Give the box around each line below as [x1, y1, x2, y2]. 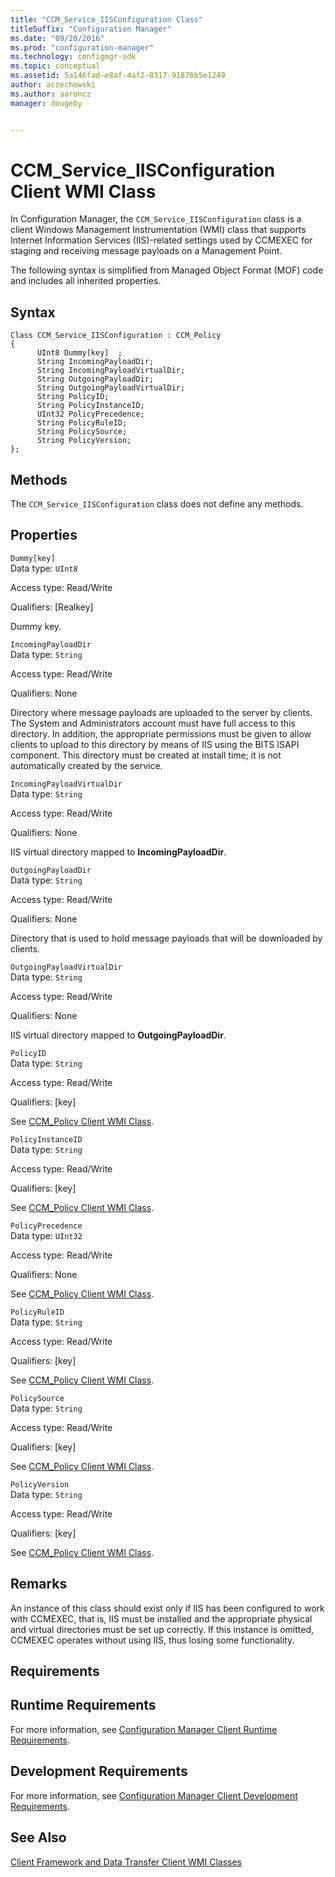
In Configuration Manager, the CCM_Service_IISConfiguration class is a [10, 213, 302, 225]
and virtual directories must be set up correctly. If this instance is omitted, [10, 1623, 314, 1635]
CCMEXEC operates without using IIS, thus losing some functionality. [10, 1634, 295, 1646]
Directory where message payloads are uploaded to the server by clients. [10, 706, 313, 718]
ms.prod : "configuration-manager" [10, 42, 155, 53]
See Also [10, 1829, 67, 1846]
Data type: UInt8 [10, 562, 78, 574]
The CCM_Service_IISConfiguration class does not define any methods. [10, 498, 304, 510]
